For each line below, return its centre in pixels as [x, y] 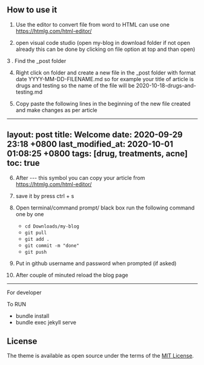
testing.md [29, 92]
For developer [24, 292]
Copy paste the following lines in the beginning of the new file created [103, 104]
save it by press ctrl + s [45, 196]
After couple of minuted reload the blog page [72, 275]
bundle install [32, 316]
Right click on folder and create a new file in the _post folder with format [106, 73]
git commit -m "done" [52, 245]
